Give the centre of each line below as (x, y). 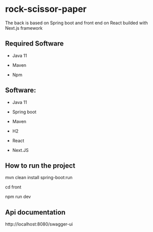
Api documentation (35, 212)
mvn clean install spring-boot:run (39, 178)
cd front (13, 187)
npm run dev (18, 197)
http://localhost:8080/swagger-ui (39, 224)
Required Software (35, 44)
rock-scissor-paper (46, 9)
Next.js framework (24, 28)
